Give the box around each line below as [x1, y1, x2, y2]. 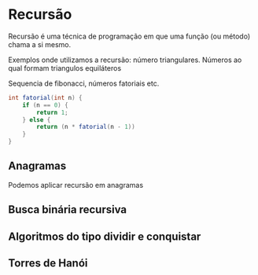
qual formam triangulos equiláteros [8, 63, 122, 72]
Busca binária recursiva [8, 203, 127, 217]
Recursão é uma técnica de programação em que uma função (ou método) [8, 31, 251, 41]
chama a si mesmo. [8, 39, 72, 49]
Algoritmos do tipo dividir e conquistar [8, 229, 201, 243]
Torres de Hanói [8, 257, 88, 270]
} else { [22, 115, 51, 123]
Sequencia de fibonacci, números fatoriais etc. [8, 79, 160, 88]
